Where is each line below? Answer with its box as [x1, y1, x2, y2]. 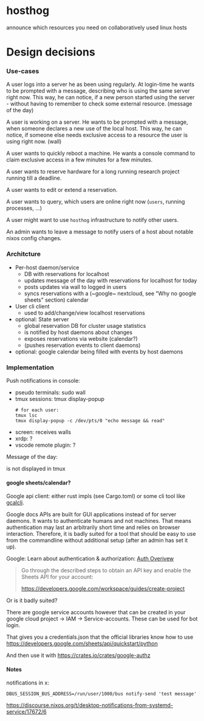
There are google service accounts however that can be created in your [6, 609, 186, 616]
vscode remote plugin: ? [15, 441, 76, 449]
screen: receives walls [15, 428, 72, 436]
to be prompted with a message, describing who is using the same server [6, 87, 190, 94]
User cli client [15, 302, 50, 310]
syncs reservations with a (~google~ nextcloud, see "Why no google [24, 289, 196, 297]
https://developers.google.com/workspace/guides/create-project [21, 585, 185, 592]
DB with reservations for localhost [24, 270, 109, 277]
